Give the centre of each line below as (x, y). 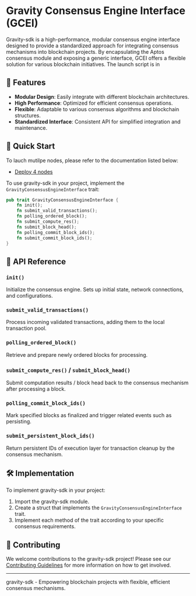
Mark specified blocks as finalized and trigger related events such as (89, 415)
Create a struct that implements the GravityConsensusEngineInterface (98, 508)
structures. (27, 115)
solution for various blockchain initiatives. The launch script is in (83, 64)
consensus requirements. (45, 526)
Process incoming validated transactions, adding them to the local (85, 322)
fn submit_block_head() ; (47, 227)
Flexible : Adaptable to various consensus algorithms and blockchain (97, 109)
